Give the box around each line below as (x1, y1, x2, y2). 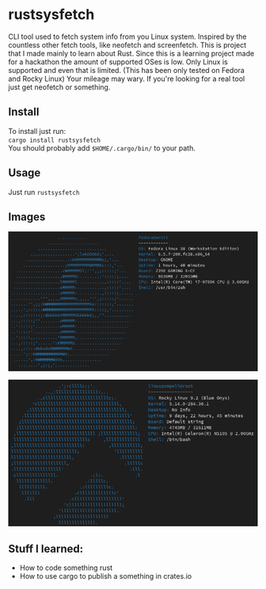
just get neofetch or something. (8, 82, 111, 92)
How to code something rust (19, 563, 113, 572)
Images (8, 210, 46, 224)
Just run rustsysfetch (8, 187, 80, 197)
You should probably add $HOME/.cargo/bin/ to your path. (8, 143, 196, 152)
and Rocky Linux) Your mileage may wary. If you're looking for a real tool (8, 74, 245, 83)
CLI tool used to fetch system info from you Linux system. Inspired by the (8, 32, 247, 41)
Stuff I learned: (8, 541, 84, 556)
